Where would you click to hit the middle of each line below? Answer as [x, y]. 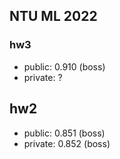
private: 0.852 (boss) [67, 143]
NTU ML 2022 [53, 16]
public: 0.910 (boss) [64, 66]
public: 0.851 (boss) [64, 133]
